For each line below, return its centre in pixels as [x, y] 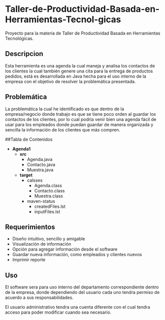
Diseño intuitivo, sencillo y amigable [49, 239]
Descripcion [24, 54]
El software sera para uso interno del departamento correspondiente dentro [82, 287]
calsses [35, 180]
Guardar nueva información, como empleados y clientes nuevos [77, 255]
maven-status [41, 201]
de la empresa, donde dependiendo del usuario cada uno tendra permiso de [82, 292]
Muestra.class [49, 196]
